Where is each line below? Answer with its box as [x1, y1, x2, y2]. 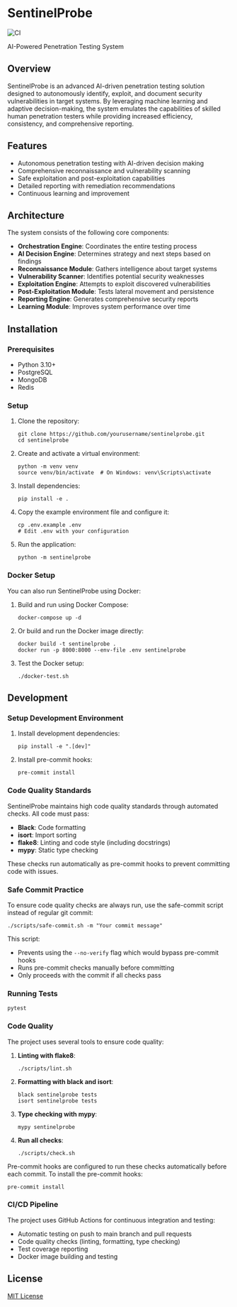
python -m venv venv [17, 463, 79, 470]
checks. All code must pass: [7, 809, 90, 818]
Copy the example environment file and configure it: [17, 508, 170, 516]
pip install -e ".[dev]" [17, 743, 91, 750]
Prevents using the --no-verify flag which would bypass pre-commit [17, 948, 219, 956]
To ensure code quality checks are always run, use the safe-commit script [7, 900, 224, 909]
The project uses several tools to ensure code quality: [7, 1037, 164, 1046]
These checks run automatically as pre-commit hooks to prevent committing [7, 859, 230, 868]
